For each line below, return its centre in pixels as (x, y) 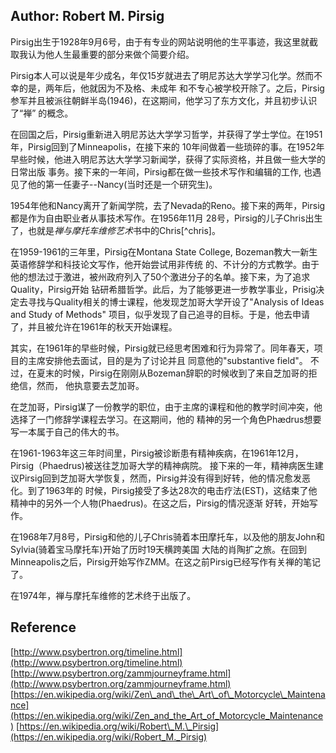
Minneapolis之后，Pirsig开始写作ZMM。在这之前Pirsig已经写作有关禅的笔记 (165, 561)
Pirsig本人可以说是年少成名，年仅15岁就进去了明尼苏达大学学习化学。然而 (162, 75)
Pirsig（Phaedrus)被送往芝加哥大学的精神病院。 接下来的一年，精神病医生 (162, 465)
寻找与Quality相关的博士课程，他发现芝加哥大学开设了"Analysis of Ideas (176, 301)
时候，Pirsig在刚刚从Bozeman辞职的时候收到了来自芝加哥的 (185, 373)
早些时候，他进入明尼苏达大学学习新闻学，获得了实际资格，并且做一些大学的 (168, 159)
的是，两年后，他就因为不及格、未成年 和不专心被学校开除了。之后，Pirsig (171, 88)
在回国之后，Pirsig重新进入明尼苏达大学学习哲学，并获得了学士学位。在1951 (166, 134)
